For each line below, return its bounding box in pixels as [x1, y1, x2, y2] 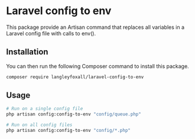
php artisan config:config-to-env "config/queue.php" [6, 111, 142, 117]
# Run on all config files [6, 122, 73, 128]
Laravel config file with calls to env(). [6, 29, 96, 37]
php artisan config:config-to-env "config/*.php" [6, 128, 131, 134]
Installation [6, 47, 48, 57]
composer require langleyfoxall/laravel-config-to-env [6, 74, 144, 80]
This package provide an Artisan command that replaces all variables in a [6, 24, 185, 31]
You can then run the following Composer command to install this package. [6, 62, 189, 69]
